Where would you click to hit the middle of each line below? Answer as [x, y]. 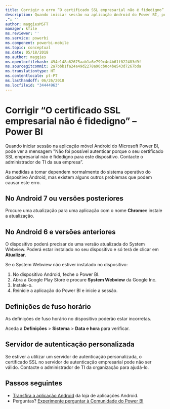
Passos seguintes [34, 383]
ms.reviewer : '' [22, 33]
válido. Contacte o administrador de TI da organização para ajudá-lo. [77, 367]
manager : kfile [21, 29]
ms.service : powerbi [27, 38]
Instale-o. [23, 285]
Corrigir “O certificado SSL [63, 110]
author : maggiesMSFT [27, 24]
